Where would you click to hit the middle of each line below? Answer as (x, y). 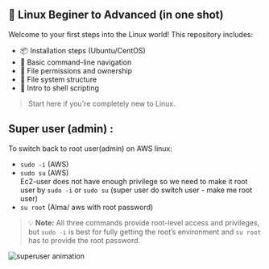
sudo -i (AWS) (44, 164)
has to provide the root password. (84, 240)
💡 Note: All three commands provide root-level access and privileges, (144, 222)
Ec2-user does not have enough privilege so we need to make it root (134, 181)
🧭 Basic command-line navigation (76, 62)
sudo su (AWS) (44, 172)
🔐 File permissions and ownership (76, 70)
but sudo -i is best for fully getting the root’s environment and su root (145, 232)
